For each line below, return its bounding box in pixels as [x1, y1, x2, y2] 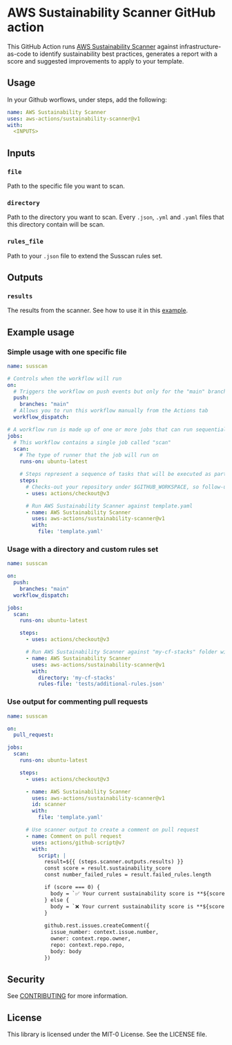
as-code [7, 50, 31, 58]
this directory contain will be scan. [7, 220, 105, 229]
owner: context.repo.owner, [50, 935, 131, 942]
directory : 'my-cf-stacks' [37, 674, 116, 681]
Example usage [7, 326, 75, 338]
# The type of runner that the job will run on [19, 452, 159, 459]
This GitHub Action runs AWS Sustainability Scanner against [7, 42, 178, 50]
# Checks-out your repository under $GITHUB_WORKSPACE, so [25, 483, 199, 490]
